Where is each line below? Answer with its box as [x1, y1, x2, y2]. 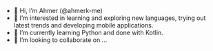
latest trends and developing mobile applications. [13, 21, 154, 29]
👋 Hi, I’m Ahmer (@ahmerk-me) [13, 7, 103, 14]
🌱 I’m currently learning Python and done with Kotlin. [13, 28, 163, 37]
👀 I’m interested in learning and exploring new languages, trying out [13, 14, 206, 22]
